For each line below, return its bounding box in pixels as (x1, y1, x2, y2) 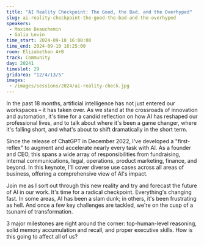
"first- (175, 138, 191, 144)
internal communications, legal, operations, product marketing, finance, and (6, 157, 197, 164)
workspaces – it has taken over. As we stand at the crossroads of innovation (6, 106, 198, 113)
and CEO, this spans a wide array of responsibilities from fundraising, (6, 151, 181, 158)
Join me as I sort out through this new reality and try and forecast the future (6, 182, 197, 189)
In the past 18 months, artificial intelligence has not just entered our (6, 100, 175, 107)
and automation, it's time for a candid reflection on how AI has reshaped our (6, 113, 198, 120)
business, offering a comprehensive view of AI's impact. (6, 170, 148, 177)
